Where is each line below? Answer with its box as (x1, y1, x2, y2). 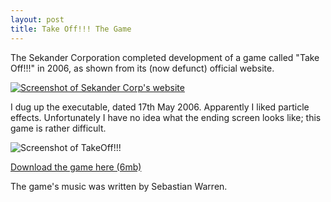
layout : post (10, 14, 65, 25)
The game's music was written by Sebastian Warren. (10, 180, 228, 192)
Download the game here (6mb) (10, 161, 142, 173)
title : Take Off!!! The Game (10, 24, 132, 34)
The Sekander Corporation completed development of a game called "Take (10, 51, 320, 63)
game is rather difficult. (10, 122, 107, 134)
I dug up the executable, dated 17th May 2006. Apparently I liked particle (10, 101, 310, 113)
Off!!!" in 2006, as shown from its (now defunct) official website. (10, 62, 275, 74)
